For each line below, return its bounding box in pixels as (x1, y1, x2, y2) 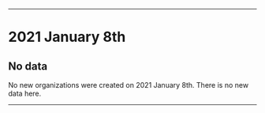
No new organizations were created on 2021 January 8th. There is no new (8, 81, 249, 89)
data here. (8, 89, 42, 98)
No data (8, 59, 48, 73)
